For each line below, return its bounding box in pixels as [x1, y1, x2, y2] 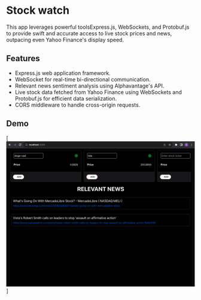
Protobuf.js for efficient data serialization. [14, 95, 117, 102]
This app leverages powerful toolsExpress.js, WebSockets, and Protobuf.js [6, 23, 190, 31]
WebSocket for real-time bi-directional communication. [14, 75, 151, 83]
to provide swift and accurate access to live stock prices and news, [6, 29, 172, 37]
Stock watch [6, 4, 70, 17]
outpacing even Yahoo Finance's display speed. [6, 36, 124, 43]
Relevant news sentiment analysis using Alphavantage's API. [14, 82, 165, 89]
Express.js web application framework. [14, 69, 111, 77]
